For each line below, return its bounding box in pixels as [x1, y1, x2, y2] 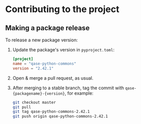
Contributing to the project [5, 4, 120, 15]
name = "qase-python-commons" [12, 61, 77, 66]
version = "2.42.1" [12, 66, 54, 71]
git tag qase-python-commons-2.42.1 [12, 109, 90, 114]
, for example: [65, 90, 93, 96]
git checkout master [12, 100, 56, 105]
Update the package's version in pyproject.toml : [12, 47, 115, 52]
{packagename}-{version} [12, 91, 65, 96]
